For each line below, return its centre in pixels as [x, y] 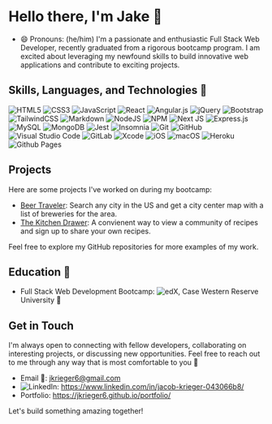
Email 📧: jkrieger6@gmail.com [70, 378]
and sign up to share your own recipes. [86, 231]
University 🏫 [41, 300]
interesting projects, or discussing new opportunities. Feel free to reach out [134, 354]
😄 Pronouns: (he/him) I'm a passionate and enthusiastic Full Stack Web [140, 39]
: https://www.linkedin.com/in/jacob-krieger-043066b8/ [150, 387]
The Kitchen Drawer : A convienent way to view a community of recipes [139, 222]
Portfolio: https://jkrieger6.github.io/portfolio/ [95, 396]
